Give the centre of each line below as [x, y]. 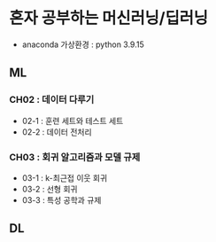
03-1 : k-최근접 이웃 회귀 [65, 177]
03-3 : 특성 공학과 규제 [62, 199]
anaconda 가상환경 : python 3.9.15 [83, 44]
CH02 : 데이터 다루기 [52, 100]
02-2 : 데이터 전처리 [57, 132]
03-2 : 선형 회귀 [50, 189]
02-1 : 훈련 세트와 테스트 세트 [73, 121]
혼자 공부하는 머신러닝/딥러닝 [109, 18]
